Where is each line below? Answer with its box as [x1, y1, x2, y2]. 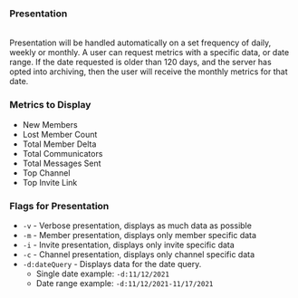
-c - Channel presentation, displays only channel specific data [22, 248, 255, 260]
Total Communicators [22, 148, 103, 159]
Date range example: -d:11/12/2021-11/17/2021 [35, 277, 214, 288]
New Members [22, 119, 79, 130]
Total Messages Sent [22, 158, 101, 168]
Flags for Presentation [9, 199, 110, 212]
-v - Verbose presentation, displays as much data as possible [22, 220, 252, 231]
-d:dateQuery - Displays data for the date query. [22, 258, 202, 269]
